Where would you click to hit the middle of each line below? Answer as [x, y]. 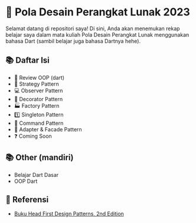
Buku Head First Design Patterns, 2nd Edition [69, 214]
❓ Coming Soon [33, 136]
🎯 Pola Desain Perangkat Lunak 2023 [98, 12]
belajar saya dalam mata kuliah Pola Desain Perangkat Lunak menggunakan [97, 34]
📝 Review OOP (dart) [39, 77]
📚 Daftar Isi [27, 61]
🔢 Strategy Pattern [37, 84]
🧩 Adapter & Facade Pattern [48, 129]
